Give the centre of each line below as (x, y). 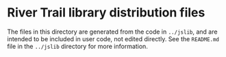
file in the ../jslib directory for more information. (78, 46)
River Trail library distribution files (106, 13)
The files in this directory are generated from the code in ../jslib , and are (112, 32)
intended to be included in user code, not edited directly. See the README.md (113, 38)
